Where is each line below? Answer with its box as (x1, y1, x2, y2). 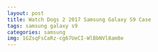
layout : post (7, 9, 44, 17)
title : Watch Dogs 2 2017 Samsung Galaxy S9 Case (7, 16, 152, 23)
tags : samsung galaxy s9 (7, 22, 78, 29)
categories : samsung (7, 28, 66, 36)
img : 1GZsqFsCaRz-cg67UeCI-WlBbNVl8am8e (7, 35, 124, 42)
